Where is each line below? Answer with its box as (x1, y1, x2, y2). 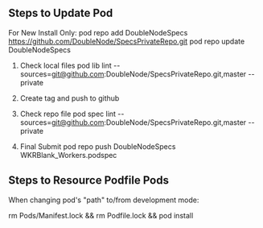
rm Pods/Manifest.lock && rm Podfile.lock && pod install (8, 210, 194, 220)
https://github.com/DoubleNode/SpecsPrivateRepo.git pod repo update (8, 36, 245, 46)
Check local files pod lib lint (19, 60, 113, 70)
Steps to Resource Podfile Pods (8, 173, 169, 188)
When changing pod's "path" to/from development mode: (8, 195, 199, 205)
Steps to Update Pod (8, 6, 113, 20)
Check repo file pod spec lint (19, 109, 117, 118)
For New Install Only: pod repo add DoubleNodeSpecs (8, 27, 188, 37)
